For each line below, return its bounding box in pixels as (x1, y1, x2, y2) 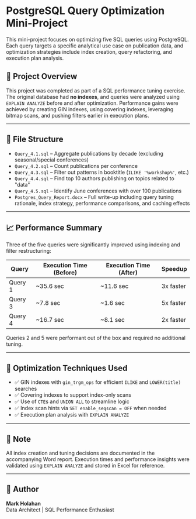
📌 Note (6, 434, 31, 444)
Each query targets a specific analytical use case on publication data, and (6, 42, 184, 49)
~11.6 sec (100, 282, 129, 290)
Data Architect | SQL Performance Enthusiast (6, 506, 115, 513)
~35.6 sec (36, 282, 64, 290)
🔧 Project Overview (6, 71, 78, 81)
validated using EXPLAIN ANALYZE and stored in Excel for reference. (6, 462, 165, 469)
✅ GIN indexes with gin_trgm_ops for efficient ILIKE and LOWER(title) (14, 379, 181, 386)
